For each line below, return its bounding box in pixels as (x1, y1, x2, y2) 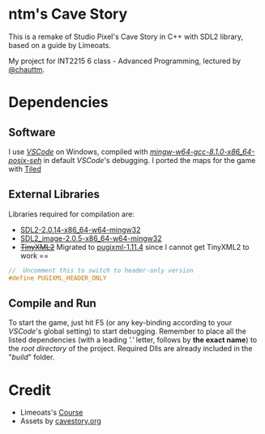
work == (19, 251, 49, 260)
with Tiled (8, 164, 42, 174)
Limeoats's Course (19, 407, 83, 418)
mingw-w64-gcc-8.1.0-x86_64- (149, 147, 255, 157)
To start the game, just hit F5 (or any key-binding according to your (8, 318, 233, 328)
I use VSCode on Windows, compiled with (8, 147, 148, 157)
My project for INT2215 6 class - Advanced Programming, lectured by (8, 56, 241, 66)
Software (8, 125, 56, 139)
